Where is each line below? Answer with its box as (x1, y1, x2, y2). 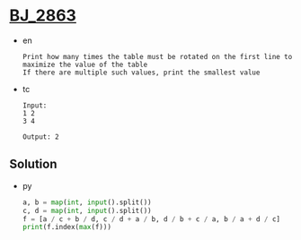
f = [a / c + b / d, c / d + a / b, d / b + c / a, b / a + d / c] (22, 214, 281, 224)
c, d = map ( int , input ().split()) (22, 206, 152, 215)
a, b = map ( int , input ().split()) (22, 198, 152, 207)
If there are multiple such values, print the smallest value (22, 68, 261, 77)
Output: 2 (22, 132, 60, 141)
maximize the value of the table (22, 60, 148, 69)
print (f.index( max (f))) (22, 223, 112, 232)
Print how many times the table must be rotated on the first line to (22, 52, 293, 61)
